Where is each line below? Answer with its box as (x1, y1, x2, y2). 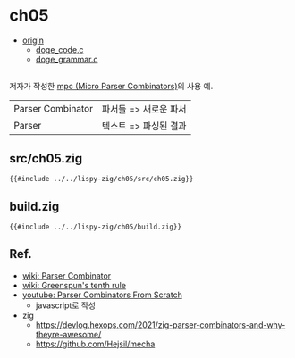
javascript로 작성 (35, 300, 97, 311)
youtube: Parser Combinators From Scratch (21, 289, 183, 300)
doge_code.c (35, 44, 84, 54)
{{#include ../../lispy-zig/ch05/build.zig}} (9, 222, 181, 231)
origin (21, 35, 45, 46)
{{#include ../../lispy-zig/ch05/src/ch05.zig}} (9, 175, 194, 184)
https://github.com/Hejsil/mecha (35, 338, 156, 349)
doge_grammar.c (35, 54, 98, 64)
